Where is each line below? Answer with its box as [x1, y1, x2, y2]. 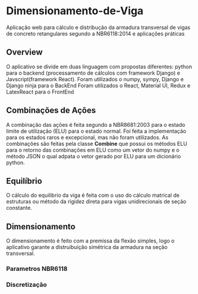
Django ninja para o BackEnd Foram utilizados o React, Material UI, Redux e [6, 82, 191, 89]
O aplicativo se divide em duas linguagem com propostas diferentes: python [6, 63, 193, 70]
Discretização [6, 280, 47, 289]
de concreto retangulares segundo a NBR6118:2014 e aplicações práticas [6, 30, 185, 37]
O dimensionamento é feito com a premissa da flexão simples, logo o [6, 237, 175, 244]
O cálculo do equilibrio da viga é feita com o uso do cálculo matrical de [6, 191, 180, 199]
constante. [6, 204, 33, 212]
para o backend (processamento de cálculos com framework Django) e [6, 69, 181, 76]
